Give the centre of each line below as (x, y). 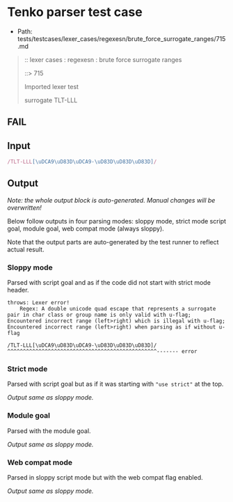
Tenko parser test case (75, 12)
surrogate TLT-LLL (51, 100)
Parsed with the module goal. (49, 431)
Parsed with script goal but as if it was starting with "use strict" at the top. (115, 384)
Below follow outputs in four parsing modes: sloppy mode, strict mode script (117, 221)
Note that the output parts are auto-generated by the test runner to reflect (113, 242)
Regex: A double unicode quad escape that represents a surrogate (118, 309)
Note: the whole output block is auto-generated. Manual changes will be (111, 200)
